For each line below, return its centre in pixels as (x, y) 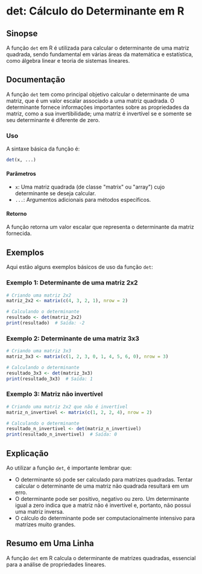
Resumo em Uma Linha (50, 543)
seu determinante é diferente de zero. (53, 120)
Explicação (27, 453)
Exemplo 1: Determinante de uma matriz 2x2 (72, 283)
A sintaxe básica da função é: (43, 149)
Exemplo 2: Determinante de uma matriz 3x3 (73, 338)
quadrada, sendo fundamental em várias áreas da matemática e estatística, (100, 54)
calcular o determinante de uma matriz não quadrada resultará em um (102, 486)
